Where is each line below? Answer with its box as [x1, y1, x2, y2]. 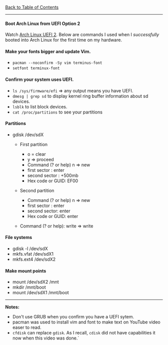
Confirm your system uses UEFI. [5, 76, 74, 82]
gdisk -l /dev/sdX [12, 246, 48, 252]
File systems [5, 235, 32, 241]
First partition [19, 141, 48, 147]
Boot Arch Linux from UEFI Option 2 [5, 20, 80, 27]
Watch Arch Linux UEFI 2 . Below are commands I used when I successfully [5, 32, 159, 38]
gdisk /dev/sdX [12, 132, 44, 138]
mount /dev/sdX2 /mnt [12, 279, 59, 285]
